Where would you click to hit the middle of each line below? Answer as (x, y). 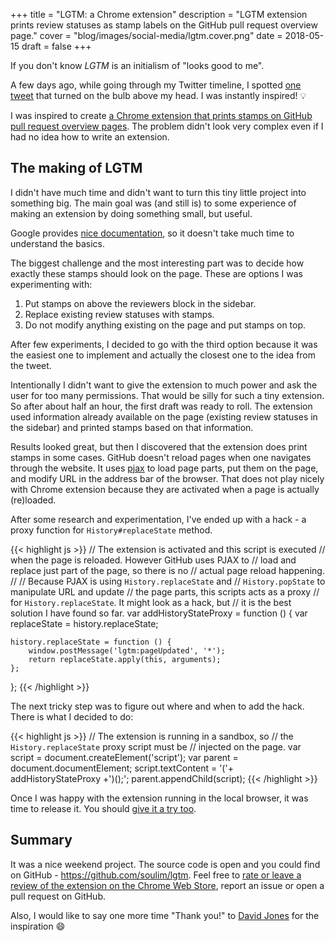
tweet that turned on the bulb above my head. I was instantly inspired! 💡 (158, 95)
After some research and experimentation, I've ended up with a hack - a (158, 519)
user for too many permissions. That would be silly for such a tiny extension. (167, 395)
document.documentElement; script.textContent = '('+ (122, 768)
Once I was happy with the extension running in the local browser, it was (159, 798)
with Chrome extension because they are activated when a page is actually (165, 489)
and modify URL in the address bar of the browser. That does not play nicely (167, 478)
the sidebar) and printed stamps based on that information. (132, 427)
